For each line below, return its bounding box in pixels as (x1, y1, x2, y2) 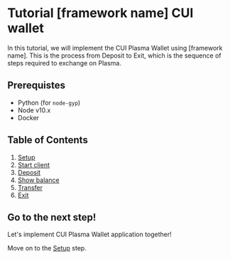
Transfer (17, 183, 43, 191)
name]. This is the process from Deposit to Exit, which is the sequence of (7, 51, 221, 60)
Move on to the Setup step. (7, 244, 87, 253)
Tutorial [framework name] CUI (7, 5, 194, 21)
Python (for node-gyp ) (17, 98, 81, 107)
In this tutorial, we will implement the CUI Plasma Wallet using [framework (7, 43, 223, 52)
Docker (17, 113, 40, 122)
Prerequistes (7, 80, 66, 92)
